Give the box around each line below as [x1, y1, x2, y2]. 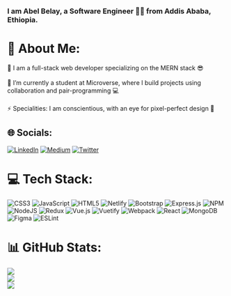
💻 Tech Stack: [7, 171, 93, 187]
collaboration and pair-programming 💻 [7, 86, 120, 95]
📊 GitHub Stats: [7, 240, 102, 255]
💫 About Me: [7, 41, 81, 56]
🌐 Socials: [7, 127, 53, 139]
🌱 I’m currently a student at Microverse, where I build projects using [7, 78, 202, 86]
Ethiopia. [7, 15, 38, 24]
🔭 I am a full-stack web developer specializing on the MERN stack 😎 [7, 63, 204, 72]
